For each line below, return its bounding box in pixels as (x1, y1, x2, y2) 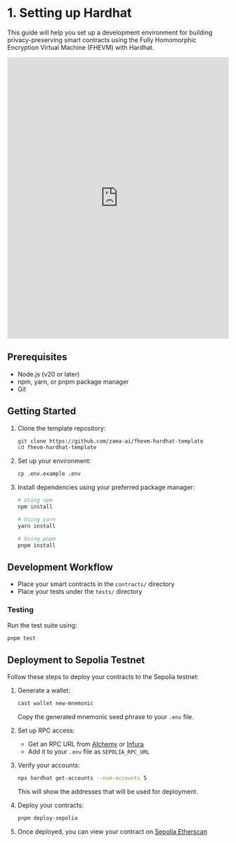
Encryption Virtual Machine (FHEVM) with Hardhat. (7, 43, 155, 51)
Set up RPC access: (17, 726, 75, 735)
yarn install (17, 522, 56, 529)
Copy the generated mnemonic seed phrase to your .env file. (17, 713, 195, 721)
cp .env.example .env (17, 470, 81, 478)
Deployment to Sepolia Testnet (7, 654, 145, 666)
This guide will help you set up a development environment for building (7, 28, 213, 37)
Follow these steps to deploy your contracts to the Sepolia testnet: (7, 673, 199, 681)
